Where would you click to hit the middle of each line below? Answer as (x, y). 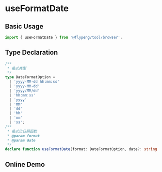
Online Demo (25, 164)
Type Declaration (32, 53)
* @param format (24, 136)
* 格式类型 (17, 68)
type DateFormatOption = (30, 77)
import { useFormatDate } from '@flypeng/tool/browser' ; (64, 37)
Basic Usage (24, 26)
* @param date (21, 140)
